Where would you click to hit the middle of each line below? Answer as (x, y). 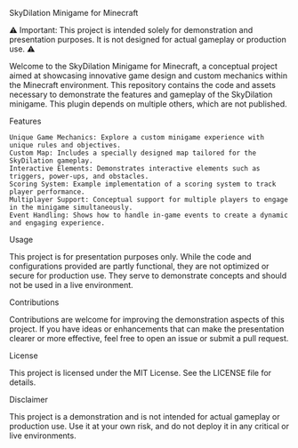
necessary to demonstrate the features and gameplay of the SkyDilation (141, 94)
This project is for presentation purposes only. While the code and (130, 256)
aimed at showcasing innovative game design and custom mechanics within (148, 76)
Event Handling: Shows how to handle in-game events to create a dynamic (149, 215)
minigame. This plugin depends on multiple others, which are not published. (148, 104)
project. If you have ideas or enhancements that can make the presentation (147, 329)
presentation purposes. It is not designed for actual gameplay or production (148, 40)
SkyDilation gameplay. (51, 161)
